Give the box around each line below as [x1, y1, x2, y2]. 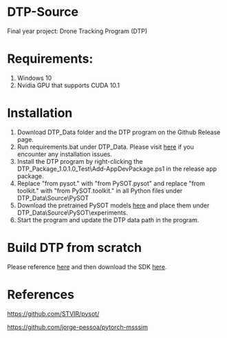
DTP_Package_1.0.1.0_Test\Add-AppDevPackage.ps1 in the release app [17, 165, 217, 173]
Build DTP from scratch [7, 240, 142, 255]
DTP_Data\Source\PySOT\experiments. [17, 208, 129, 217]
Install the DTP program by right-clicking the [17, 157, 143, 165]
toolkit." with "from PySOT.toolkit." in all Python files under [17, 187, 183, 195]
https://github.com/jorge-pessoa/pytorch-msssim [7, 323, 148, 331]
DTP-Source [7, 4, 79, 20]
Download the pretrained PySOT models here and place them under [17, 201, 210, 209]
